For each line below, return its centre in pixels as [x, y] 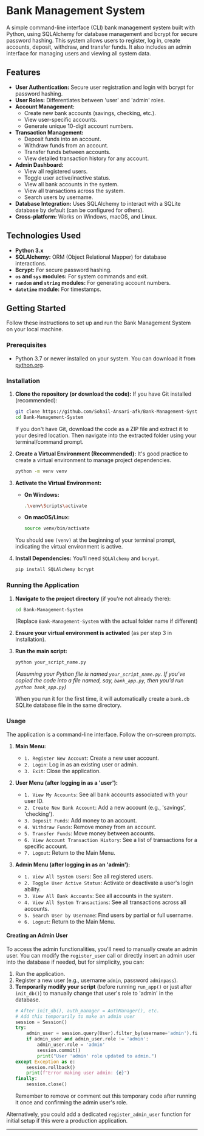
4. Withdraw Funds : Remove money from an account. [90, 827]
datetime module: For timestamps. [58, 289]
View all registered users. [56, 171]
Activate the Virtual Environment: [58, 483]
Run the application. [40, 973]
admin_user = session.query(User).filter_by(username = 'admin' [107, 1033]
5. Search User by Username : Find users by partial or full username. [108, 915]
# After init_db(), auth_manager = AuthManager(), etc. [87, 1011]
